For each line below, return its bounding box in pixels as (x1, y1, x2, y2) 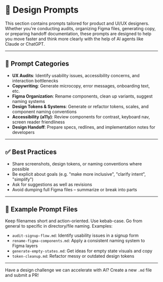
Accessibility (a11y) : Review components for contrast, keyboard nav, (12, 114, 150, 119)
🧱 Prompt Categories (5, 60, 69, 68)
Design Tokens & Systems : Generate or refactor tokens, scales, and (12, 103, 149, 109)
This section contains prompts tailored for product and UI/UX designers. (5, 20, 149, 26)
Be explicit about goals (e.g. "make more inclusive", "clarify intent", (12, 171, 146, 177)
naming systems (12, 98, 45, 104)
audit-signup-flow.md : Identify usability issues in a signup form (12, 232, 139, 238)
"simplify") (12, 176, 34, 182)
